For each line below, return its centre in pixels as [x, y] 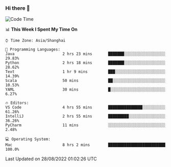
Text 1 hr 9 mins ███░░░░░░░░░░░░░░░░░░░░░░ [86, 72]
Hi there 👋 [18, 8]
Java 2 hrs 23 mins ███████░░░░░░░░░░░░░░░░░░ [86, 54]
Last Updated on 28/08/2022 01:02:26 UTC [51, 159]
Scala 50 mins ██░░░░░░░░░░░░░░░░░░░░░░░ [86, 81]
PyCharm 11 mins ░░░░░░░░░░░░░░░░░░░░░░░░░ [86, 125]
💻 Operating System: [28, 140]
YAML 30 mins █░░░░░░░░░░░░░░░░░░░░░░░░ [86, 90]
